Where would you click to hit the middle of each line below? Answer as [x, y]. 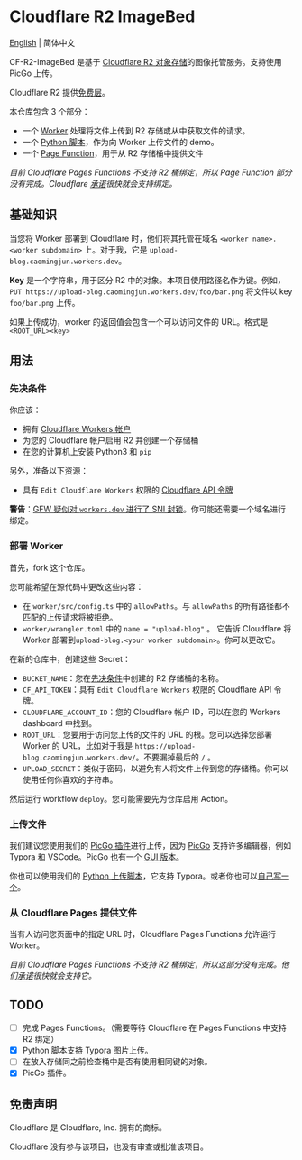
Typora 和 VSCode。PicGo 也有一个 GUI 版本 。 [97, 857]
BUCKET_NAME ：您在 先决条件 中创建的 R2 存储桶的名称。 [123, 677]
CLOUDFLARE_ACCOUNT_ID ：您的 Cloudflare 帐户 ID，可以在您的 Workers [151, 712]
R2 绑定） [41, 1039]
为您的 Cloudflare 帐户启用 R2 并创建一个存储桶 [110, 440]
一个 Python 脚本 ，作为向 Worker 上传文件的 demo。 [120, 142]
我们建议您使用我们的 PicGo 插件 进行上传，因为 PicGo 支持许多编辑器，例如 [151, 846]
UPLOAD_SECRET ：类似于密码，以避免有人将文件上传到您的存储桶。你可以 [155, 768]
